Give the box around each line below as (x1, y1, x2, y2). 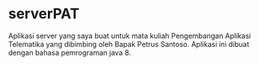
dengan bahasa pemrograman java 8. (8, 48, 132, 57)
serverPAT (8, 5, 80, 23)
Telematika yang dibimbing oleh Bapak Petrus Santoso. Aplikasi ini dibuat (8, 39, 249, 48)
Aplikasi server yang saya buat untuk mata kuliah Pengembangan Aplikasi (8, 31, 252, 40)
